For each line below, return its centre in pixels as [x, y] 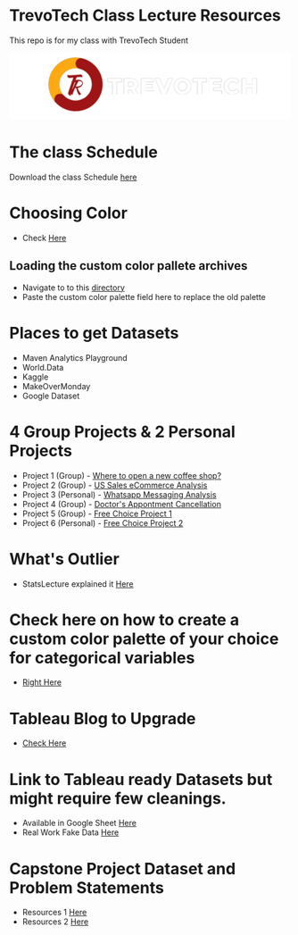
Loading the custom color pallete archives [128, 266]
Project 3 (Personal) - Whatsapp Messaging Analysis [119, 494]
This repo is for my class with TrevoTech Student [99, 40]
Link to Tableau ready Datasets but [141, 779]
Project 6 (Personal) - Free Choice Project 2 [103, 522]
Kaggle [35, 377]
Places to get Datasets [94, 333]
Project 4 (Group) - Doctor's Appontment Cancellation [121, 504]
